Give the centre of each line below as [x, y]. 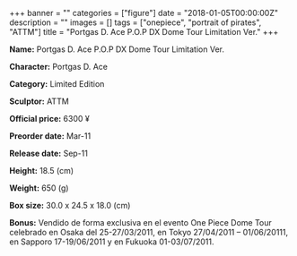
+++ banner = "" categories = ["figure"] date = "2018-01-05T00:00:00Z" [144, 13]
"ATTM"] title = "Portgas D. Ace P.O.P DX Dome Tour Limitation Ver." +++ [144, 32]
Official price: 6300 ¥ [49, 119]
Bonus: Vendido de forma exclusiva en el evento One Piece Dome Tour [140, 222]
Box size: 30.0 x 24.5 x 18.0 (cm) [70, 205]
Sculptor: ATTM [39, 101]
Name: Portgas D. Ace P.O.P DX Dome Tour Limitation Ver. [117, 49]
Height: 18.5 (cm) [42, 171]
